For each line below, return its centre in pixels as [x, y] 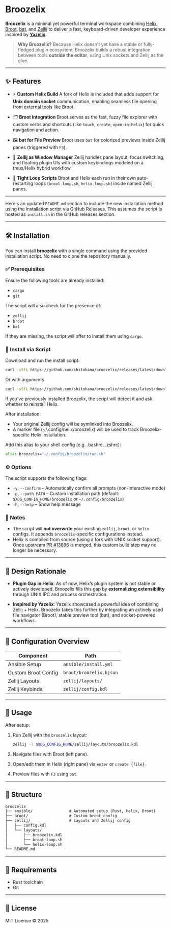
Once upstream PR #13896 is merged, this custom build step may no [84, 545]
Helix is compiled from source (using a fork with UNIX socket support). [87, 540]
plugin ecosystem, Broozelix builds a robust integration [93, 50]
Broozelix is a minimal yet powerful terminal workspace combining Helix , [82, 23]
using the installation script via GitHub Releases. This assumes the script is [84, 209]
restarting [23, 183]
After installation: [23, 414]
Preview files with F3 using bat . [45, 774]
